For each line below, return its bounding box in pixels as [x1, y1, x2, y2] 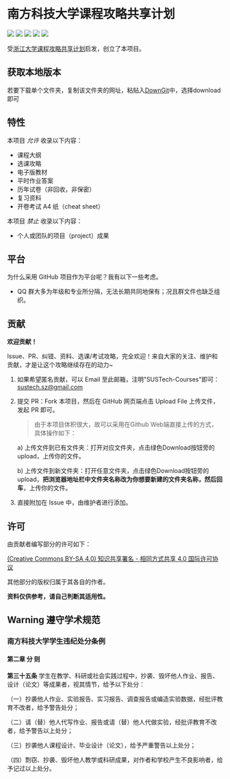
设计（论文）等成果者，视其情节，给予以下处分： [7, 680, 145, 688]
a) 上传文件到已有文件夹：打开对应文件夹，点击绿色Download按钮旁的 [16, 443, 216, 452]
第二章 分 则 [7, 655, 40, 663]
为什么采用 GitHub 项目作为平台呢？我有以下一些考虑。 [7, 272, 162, 281]
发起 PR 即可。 [16, 406, 59, 414]
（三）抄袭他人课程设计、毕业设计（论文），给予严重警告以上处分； [7, 741, 196, 749]
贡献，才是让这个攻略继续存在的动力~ [7, 361, 114, 369]
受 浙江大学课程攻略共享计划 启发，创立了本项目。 [7, 44, 145, 52]
